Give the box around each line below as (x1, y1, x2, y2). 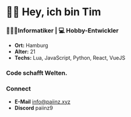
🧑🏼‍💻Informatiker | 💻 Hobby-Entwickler (6, 26, 119, 35)
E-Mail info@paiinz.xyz (14, 98, 71, 105)
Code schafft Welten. (6, 69, 68, 77)
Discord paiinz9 (14, 104, 54, 111)
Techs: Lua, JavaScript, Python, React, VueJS (14, 54, 126, 61)
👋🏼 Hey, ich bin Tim (6, 5, 101, 19)
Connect (6, 85, 31, 93)
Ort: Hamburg (14, 42, 48, 49)
